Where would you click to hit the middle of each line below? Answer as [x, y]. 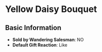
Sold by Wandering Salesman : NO [48, 39]
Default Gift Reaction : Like [40, 45]
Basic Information [33, 28]
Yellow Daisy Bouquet [51, 9]
